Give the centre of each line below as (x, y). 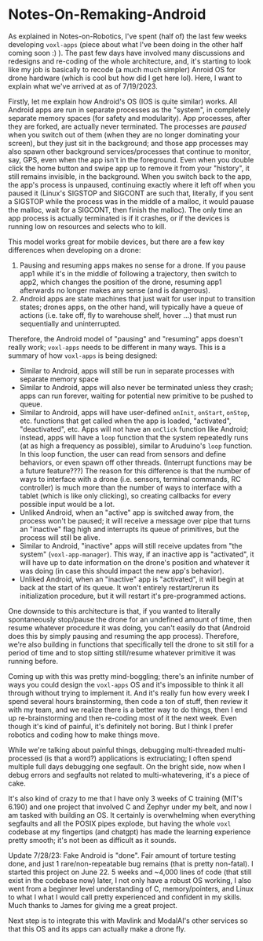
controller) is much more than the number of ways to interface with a (131, 487)
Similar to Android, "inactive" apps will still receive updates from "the (131, 545)
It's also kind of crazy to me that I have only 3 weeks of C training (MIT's (126, 798)
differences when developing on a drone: (75, 250)
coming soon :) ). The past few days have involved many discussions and (127, 53)
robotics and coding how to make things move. (84, 735)
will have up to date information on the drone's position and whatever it (134, 562)
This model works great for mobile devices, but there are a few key (117, 242)
